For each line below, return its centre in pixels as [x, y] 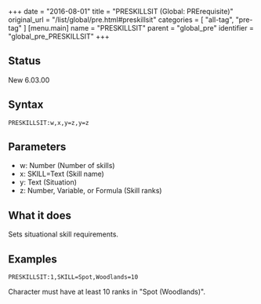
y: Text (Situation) [48, 182]
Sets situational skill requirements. [63, 234]
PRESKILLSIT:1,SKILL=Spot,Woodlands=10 [73, 277]
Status [25, 61]
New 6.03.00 [29, 80]
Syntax [26, 105]
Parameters [37, 147]
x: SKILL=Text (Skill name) [62, 174]
